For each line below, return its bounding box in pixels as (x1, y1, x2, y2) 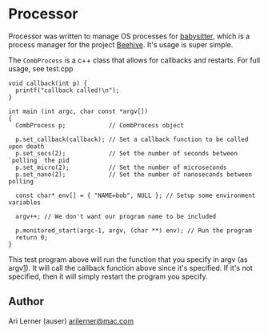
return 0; (15, 233, 48, 241)
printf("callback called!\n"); (15, 86, 120, 95)
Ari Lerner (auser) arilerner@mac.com (8, 316, 134, 325)
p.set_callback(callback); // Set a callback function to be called (15, 135, 249, 143)
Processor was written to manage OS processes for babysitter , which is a (8, 31, 250, 41)
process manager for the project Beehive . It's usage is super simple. (8, 39, 234, 49)
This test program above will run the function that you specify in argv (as (8, 254, 248, 264)
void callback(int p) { (8, 79, 88, 87)
